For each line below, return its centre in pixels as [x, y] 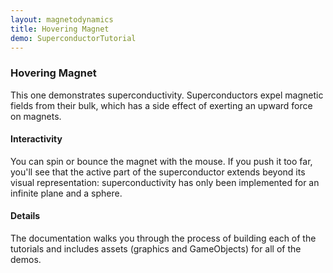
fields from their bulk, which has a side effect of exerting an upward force [161, 105]
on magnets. [36, 116]
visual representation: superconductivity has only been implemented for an [165, 182]
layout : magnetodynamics [62, 19]
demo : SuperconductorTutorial [73, 38]
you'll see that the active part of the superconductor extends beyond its [158, 172]
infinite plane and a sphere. [66, 193]
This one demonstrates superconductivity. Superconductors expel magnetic [167, 95]
